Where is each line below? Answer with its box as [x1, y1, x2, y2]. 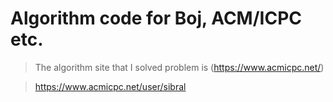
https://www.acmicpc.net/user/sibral [34, 80, 187, 92]
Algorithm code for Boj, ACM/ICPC [10, 7, 302, 30]
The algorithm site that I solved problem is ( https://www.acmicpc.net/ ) [34, 61, 325, 73]
